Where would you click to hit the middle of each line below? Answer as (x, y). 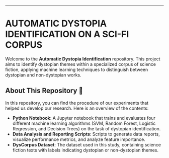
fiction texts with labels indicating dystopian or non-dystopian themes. (86, 150)
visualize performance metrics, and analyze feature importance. (79, 139)
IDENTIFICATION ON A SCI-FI (67, 34)
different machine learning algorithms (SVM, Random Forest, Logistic (84, 123)
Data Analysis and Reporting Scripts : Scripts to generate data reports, (86, 134)
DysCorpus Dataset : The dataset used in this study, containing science (87, 144)
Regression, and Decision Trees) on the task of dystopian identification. (87, 128)
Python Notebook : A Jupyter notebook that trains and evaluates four (84, 118)
